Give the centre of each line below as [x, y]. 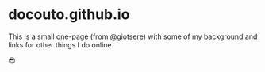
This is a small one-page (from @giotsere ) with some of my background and [133, 36]
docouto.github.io [69, 15]
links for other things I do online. [61, 44]
